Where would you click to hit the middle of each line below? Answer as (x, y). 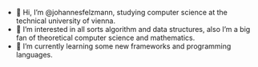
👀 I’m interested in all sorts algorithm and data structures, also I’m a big (133, 29)
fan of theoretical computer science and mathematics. (105, 37)
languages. (34, 55)
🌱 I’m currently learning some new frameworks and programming (123, 46)
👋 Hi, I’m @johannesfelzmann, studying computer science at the (122, 12)
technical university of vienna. (66, 21)
